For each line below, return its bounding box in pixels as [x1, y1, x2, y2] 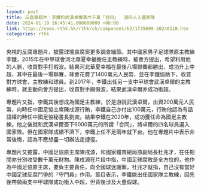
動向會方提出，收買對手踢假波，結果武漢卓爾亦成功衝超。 [32, 86, 174, 93]
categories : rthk [6, 31, 50, 37]
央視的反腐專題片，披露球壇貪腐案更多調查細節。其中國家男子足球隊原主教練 [6, 48, 195, 56]
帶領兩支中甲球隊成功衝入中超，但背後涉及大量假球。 [11, 178, 142, 186]
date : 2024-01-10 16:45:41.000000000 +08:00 [6, 20, 119, 26]
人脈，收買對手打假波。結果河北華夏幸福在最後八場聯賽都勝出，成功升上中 [11, 63, 195, 71]
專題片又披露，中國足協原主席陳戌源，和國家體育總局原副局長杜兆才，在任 [6, 148, 190, 156]
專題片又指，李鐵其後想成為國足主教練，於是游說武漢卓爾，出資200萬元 [6, 98, 184, 105]
